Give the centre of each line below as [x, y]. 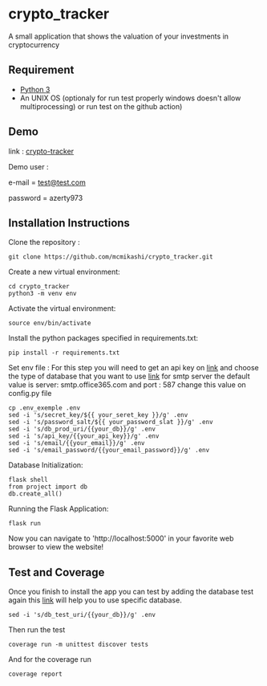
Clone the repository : [44, 243]
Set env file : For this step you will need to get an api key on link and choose [133, 368]
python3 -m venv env [43, 294]
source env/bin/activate [50, 323]
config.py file [30, 394]
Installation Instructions [69, 223]
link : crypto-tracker [41, 151]
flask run [25, 524]
